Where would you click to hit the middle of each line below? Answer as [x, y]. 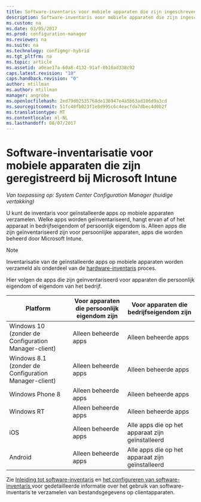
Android [20, 458]
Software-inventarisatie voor [80, 153]
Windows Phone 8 [35, 395]
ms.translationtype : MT [36, 112]
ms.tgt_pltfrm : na [29, 56]
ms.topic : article [29, 62]
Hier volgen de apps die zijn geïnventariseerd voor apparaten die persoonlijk [100, 280]
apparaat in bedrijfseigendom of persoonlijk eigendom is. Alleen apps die [96, 226]
